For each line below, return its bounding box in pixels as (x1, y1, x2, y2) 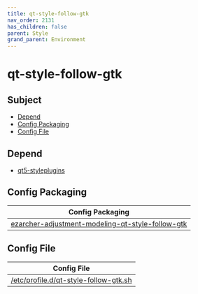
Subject (7, 94, 42, 105)
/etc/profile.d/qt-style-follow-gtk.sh (10, 275, 132, 285)
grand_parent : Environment (7, 36, 86, 43)
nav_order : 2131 (7, 17, 55, 24)
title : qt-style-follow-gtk (7, 10, 90, 17)
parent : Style (7, 29, 49, 37)
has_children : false (7, 23, 68, 30)
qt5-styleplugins (17, 166, 65, 175)
